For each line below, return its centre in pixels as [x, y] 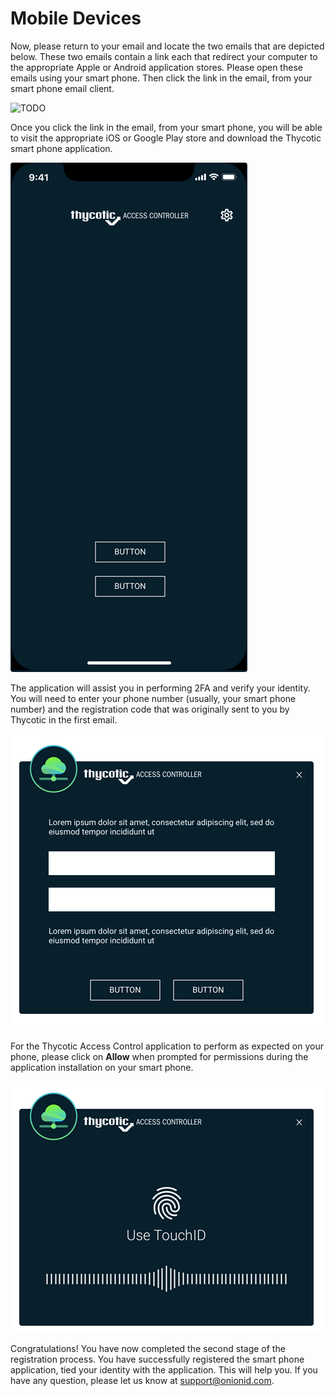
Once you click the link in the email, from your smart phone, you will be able [166, 127]
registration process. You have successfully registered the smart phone [157, 1359]
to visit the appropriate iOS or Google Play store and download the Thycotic [166, 138]
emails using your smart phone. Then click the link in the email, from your [161, 78]
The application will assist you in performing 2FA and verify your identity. [160, 688]
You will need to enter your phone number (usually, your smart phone [153, 698]
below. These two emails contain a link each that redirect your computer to [164, 56]
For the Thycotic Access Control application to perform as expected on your [167, 1046]
